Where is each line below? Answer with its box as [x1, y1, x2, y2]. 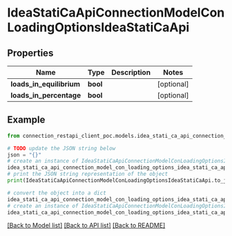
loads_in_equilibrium [10, 80, 81, 89]
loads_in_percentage [10, 91, 81, 100]
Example [7, 114, 46, 126]
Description [111, 68, 151, 77]
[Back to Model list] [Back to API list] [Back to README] [7, 221, 166, 230]
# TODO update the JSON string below [7, 145, 116, 152]
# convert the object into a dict [7, 189, 107, 197]
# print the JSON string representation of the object [7, 171, 168, 178]
